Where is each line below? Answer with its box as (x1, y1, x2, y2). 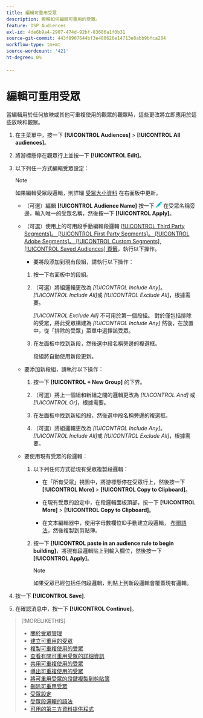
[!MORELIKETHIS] (21, 617, 66, 624)
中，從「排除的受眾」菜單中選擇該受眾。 (33, 327, 134, 334)
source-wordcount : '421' (6, 48, 69, 54)
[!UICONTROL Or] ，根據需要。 (33, 398, 109, 406)
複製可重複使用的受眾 (30, 645, 83, 652)
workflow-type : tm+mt (6, 42, 61, 48)
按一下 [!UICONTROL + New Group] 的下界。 (33, 378, 146, 386)
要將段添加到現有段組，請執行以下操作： (33, 258, 134, 265)
